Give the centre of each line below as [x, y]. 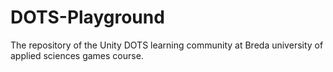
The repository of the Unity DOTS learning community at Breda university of [167, 45]
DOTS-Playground [87, 17]
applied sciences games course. [77, 55]
